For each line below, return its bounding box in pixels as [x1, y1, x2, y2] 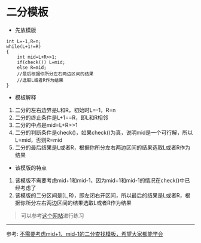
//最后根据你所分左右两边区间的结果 [17, 71, 94, 77]
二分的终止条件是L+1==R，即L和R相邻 [14, 114, 108, 121]
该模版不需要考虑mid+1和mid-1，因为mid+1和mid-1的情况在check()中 [14, 177, 185, 184]
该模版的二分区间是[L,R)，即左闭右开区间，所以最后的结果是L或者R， [14, 192, 185, 199]
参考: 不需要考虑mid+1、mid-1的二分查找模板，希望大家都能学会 [6, 230, 163, 237]
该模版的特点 [14, 164, 47, 171]
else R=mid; [17, 64, 47, 71]
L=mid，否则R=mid [14, 136, 63, 144]
